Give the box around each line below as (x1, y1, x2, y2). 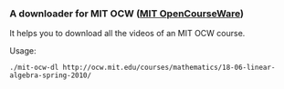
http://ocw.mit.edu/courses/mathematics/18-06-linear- (62, 63, 276, 73)
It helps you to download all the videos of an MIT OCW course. (9, 28, 246, 39)
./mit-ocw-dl (9, 63, 59, 73)
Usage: (9, 45, 37, 56)
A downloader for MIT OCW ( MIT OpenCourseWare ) (9, 7, 245, 20)
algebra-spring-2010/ (9, 71, 92, 80)
